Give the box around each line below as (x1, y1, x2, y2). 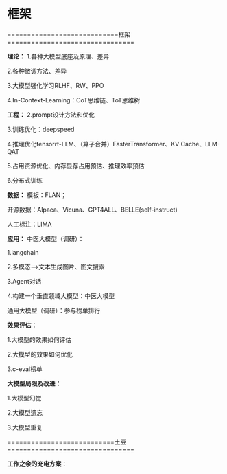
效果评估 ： (7, 321, 38, 329)
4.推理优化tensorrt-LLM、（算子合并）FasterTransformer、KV (7, 139, 180, 148)
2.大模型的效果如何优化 (7, 350, 73, 358)
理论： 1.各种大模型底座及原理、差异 (7, 52, 110, 60)
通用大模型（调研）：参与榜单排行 (7, 306, 101, 315)
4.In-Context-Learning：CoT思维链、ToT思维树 (7, 95, 141, 104)
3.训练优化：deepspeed (7, 125, 75, 133)
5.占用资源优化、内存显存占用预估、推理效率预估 (7, 161, 145, 170)
